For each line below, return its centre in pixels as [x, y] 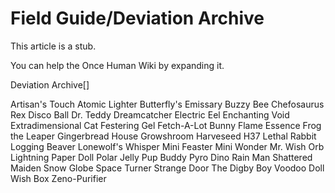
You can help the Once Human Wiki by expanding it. [117, 65]
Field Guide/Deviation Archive [137, 18]
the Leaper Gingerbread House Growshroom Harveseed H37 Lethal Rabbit [163, 136]
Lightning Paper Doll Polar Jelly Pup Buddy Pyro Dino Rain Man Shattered [161, 157]
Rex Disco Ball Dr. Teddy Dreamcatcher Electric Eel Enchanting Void [150, 114]
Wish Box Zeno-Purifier [58, 178]
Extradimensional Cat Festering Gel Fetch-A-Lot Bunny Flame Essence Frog [166, 125]
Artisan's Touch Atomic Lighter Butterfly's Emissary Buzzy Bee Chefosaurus [167, 104]
